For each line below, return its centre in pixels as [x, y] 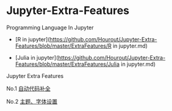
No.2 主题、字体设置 [32, 101]
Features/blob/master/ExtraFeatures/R [63, 46]
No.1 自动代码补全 [28, 88]
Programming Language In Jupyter [50, 27]
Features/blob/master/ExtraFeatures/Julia [67, 64]
